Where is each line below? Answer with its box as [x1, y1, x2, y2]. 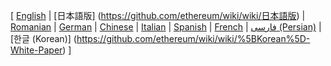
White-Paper [10, 44, 63, 56]
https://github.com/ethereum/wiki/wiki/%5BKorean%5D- [76, 33, 311, 44]
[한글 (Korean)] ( [10, 33, 77, 44]
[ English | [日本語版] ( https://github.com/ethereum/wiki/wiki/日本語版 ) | [10, 10, 306, 21]
